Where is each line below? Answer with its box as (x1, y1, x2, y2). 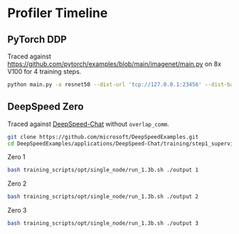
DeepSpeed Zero (7, 101, 84, 113)
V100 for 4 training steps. (7, 68, 82, 75)
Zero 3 (7, 206, 27, 215)
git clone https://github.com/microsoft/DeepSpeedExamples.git (7, 133, 199, 140)
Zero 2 (7, 179, 27, 188)
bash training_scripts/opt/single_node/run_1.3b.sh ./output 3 (7, 220, 199, 227)
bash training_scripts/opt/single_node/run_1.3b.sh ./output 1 (7, 166, 199, 174)
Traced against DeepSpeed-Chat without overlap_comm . (7, 119, 169, 128)
